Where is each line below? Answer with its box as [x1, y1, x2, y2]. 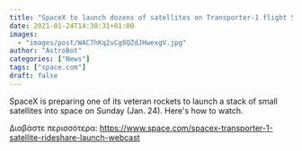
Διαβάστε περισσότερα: [9, 122, 98, 133]
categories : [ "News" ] [9, 55, 91, 63]
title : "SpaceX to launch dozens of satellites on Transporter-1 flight [9, 13, 288, 22]
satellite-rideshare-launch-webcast [9, 131, 141, 143]
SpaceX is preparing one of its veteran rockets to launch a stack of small [9, 96, 279, 106]
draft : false [9, 71, 58, 80]
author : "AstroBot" [9, 46, 83, 55]
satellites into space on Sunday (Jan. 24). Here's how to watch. [9, 105, 244, 116]
